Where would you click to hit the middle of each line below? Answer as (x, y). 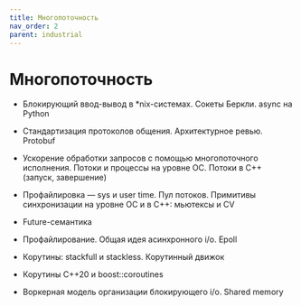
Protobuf (39, 141)
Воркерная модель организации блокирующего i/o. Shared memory (153, 292)
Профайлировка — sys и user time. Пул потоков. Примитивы (139, 195)
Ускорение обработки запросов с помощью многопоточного (141, 158)
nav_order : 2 (34, 26)
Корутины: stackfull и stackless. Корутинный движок (123, 257)
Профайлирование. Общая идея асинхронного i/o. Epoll (130, 239)
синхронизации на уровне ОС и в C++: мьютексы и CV (128, 205)
